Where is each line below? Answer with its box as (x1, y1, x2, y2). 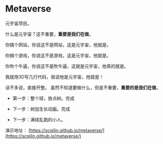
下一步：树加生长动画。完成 (12, 106, 70, 112)
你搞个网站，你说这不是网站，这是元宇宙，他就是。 (5, 41, 111, 48)
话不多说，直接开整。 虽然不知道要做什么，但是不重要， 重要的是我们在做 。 (5, 84, 161, 91)
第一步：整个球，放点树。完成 (12, 95, 74, 101)
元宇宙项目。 (5, 20, 32, 26)
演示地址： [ (5, 127, 31, 133)
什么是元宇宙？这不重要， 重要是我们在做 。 (5, 31, 94, 37)
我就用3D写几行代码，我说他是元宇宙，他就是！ (5, 74, 104, 80)
